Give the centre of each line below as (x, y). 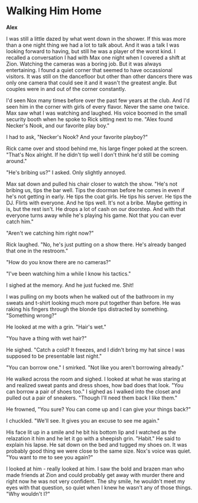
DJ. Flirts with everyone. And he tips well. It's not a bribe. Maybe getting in (97, 203)
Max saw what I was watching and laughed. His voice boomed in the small (97, 113)
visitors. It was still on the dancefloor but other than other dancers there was (99, 76)
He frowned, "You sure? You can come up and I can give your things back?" (98, 409)
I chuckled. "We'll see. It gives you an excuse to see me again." (83, 420)
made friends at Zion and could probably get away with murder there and (95, 475)
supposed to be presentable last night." (54, 356)
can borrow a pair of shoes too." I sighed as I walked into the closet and (93, 391)
